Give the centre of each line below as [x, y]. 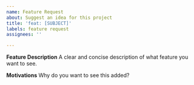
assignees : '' [24, 35]
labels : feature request [38, 29]
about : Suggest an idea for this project [59, 18]
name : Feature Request [35, 12]
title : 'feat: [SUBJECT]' [39, 23]
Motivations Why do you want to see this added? [68, 75]
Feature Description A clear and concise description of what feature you [97, 57]
